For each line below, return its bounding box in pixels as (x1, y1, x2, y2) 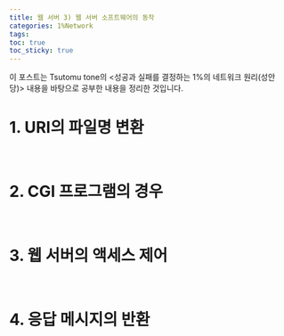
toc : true (9, 37, 46, 47)
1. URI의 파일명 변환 (9, 118, 144, 138)
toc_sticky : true (9, 46, 74, 55)
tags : (9, 29, 29, 38)
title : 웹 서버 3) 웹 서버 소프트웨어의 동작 (9, 12, 155, 22)
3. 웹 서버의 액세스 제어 (9, 246, 168, 266)
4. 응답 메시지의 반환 (9, 309, 150, 330)
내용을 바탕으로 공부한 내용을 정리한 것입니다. (26, 83, 184, 94)
